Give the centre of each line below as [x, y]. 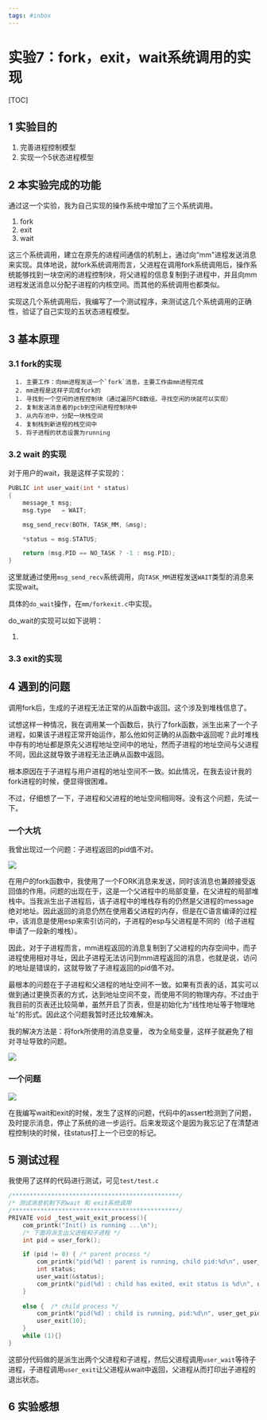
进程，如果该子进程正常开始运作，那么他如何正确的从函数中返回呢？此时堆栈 [133, 734]
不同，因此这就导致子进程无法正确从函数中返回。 [88, 754]
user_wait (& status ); [71, 1277]
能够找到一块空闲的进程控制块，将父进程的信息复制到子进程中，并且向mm [136, 274]
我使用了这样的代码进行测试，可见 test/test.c [83, 1181]
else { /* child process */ [71, 1306]
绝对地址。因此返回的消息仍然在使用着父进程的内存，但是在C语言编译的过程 [133, 911]
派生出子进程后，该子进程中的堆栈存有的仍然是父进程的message [148, 901]
